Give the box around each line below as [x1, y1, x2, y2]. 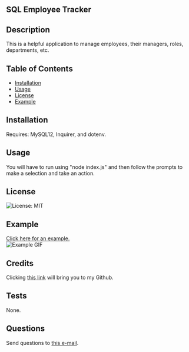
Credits [6, 258, 34, 268]
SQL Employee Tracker [6, 5, 91, 15]
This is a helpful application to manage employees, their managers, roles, [6, 41, 184, 48]
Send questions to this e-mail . [6, 339, 79, 346]
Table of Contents [6, 64, 74, 74]
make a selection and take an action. [6, 170, 95, 177]
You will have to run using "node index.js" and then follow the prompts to [6, 163, 183, 170]
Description [6, 25, 50, 35]
